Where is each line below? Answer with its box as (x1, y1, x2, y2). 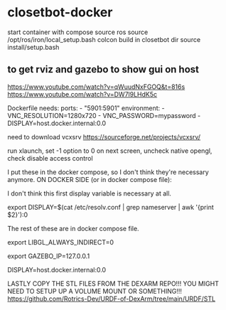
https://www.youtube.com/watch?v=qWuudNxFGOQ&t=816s (7, 82, 185, 91)
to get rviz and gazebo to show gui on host (7, 63, 200, 75)
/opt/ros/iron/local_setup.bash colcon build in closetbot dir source (7, 35, 201, 43)
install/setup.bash (7, 43, 60, 51)
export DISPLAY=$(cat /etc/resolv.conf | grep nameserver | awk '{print (7, 203, 215, 211)
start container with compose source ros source (7, 28, 149, 36)
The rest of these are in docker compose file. (7, 224, 140, 232)
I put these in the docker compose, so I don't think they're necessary (7, 168, 210, 176)
